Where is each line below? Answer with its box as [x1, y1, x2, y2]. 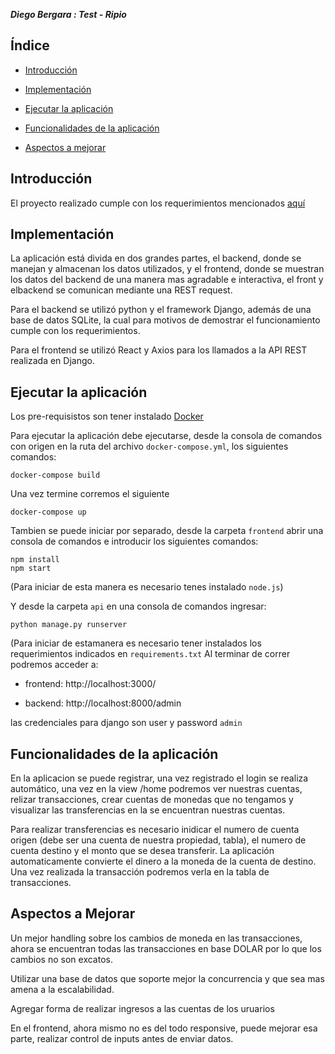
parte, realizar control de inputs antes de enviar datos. [10, 1032, 234, 1044]
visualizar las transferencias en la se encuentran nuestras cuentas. [10, 804, 286, 816]
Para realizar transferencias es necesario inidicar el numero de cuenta [10, 824, 300, 836]
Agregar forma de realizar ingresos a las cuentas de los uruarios [10, 1002, 275, 1014]
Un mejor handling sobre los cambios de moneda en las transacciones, [10, 932, 303, 944]
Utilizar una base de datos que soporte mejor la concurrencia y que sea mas [10, 972, 325, 984]
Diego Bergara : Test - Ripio [10, 9, 127, 20]
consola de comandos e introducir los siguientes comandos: [10, 535, 259, 548]
